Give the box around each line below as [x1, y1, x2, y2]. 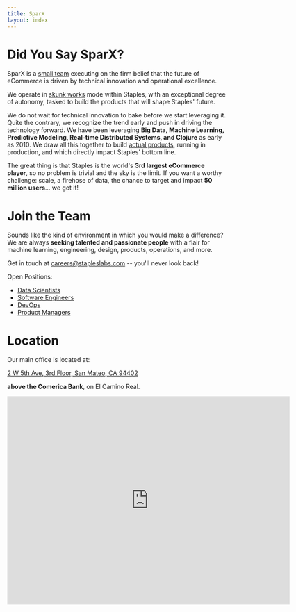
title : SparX [7, 10, 45, 17]
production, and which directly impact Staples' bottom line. [7, 148, 176, 156]
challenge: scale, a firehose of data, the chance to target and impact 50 [7, 176, 213, 185]
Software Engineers [17, 293, 74, 302]
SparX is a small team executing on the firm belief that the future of [7, 69, 200, 78]
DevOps [17, 301, 41, 309]
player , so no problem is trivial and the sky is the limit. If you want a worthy [7, 169, 222, 177]
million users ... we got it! [7, 183, 79, 192]
